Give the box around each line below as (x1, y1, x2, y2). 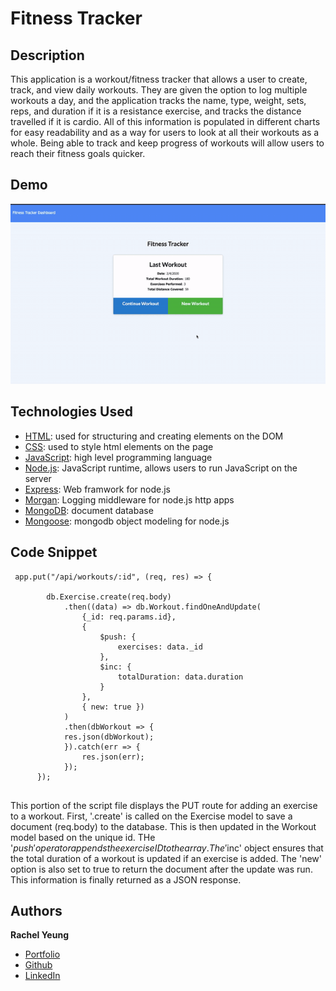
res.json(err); (81, 752, 145, 762)
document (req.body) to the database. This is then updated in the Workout (10, 820, 317, 832)
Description (10, 47, 85, 64)
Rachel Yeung (10, 929, 69, 941)
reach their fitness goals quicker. (10, 148, 146, 159)
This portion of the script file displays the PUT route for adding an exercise (10, 799, 318, 811)
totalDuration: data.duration (117, 672, 244, 682)
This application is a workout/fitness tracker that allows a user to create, (10, 73, 308, 85)
